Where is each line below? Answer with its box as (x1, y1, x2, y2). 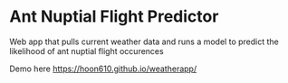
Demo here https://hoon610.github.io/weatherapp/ (9, 63, 197, 74)
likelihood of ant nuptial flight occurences (9, 45, 165, 56)
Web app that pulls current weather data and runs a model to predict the (9, 36, 279, 47)
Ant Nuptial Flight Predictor (9, 6, 219, 27)
